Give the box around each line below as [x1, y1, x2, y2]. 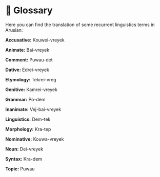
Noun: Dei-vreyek [5, 146, 44, 152]
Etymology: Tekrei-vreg [5, 76, 56, 82]
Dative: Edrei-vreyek [5, 67, 50, 73]
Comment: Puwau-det [5, 56, 53, 63]
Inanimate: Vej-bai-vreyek [5, 106, 62, 112]
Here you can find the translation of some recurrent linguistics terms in [5, 21, 155, 28]
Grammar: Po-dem [5, 96, 46, 102]
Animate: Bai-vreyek [5, 47, 50, 53]
